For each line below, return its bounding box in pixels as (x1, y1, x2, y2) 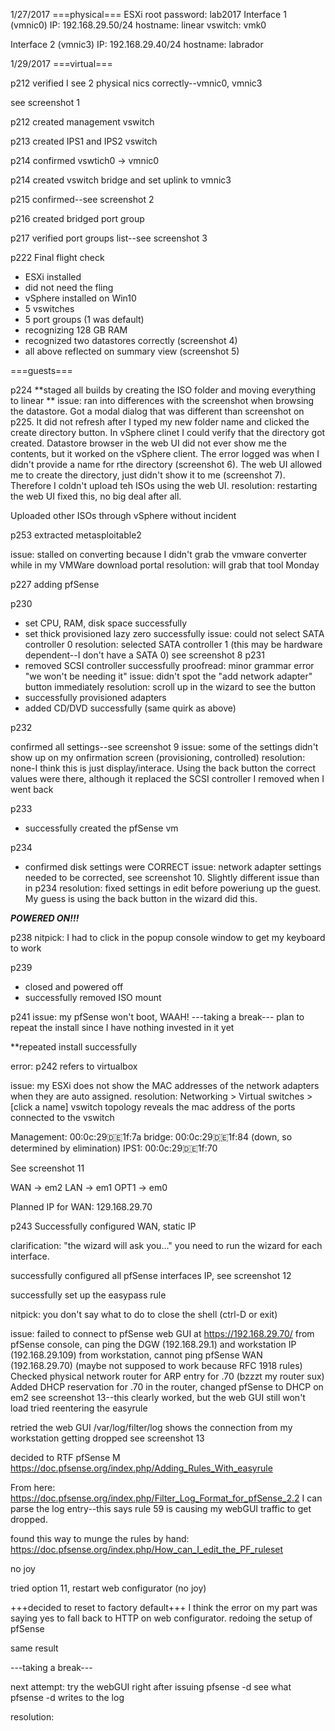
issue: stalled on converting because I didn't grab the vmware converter (10, 549, 308, 560)
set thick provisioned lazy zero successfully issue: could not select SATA (24, 628, 325, 639)
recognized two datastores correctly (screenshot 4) (24, 335, 238, 346)
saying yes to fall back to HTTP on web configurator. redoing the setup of (10, 1612, 313, 1624)
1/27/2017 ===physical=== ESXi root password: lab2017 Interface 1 (10, 9, 287, 20)
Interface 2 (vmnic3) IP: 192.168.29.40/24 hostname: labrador (10, 39, 264, 50)
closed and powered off (24, 981, 124, 993)
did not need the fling (24, 282, 114, 293)
